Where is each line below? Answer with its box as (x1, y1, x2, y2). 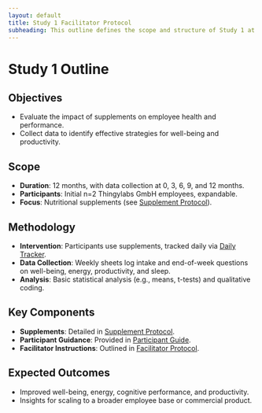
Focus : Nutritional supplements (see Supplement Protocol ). (19, 197, 212, 207)
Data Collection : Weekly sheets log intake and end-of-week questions (19, 258, 249, 267)
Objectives (8, 91, 63, 105)
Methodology (8, 220, 76, 234)
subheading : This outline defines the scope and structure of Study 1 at (8, 26, 256, 34)
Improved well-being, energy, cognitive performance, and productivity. (19, 387, 249, 396)
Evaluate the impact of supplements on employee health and (19, 112, 216, 122)
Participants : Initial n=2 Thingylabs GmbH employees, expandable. (19, 190, 238, 199)
